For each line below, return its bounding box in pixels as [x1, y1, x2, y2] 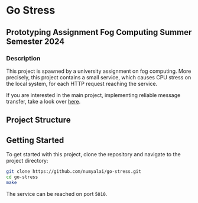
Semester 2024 [6, 36, 65, 46]
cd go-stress [6, 174, 38, 180]
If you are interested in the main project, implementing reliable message [6, 91, 181, 98]
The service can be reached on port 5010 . [6, 190, 108, 197]
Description [6, 54, 41, 62]
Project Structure [6, 115, 71, 125]
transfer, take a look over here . [6, 98, 81, 105]
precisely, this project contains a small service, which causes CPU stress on [6, 73, 191, 80]
